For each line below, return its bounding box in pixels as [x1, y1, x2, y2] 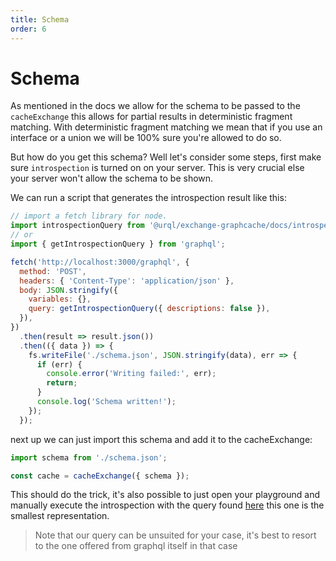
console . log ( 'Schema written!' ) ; [36, 397, 177, 407]
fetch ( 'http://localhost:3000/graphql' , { [10, 257, 190, 267]
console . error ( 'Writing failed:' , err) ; [46, 369, 217, 379]
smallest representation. [10, 510, 110, 522]
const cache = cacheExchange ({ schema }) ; [10, 471, 190, 481]
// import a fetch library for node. [10, 211, 168, 221]
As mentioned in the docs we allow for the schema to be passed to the [10, 100, 301, 112]
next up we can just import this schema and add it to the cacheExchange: [10, 433, 313, 445]
